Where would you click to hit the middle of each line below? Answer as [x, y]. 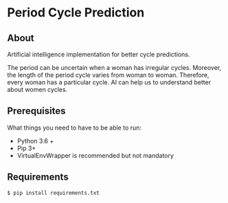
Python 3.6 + [35, 141]
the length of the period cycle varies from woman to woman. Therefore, [108, 75]
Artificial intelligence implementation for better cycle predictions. [99, 54]
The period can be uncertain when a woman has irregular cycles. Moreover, [114, 68]
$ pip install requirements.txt [53, 193]
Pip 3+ [26, 148]
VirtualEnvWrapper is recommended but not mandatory [95, 155]
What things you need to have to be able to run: [75, 128]
